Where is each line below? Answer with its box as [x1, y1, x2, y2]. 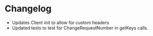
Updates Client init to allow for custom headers [12, 19, 109, 25]
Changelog [5, 3, 52, 14]
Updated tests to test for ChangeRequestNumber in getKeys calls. [12, 24, 148, 30]
